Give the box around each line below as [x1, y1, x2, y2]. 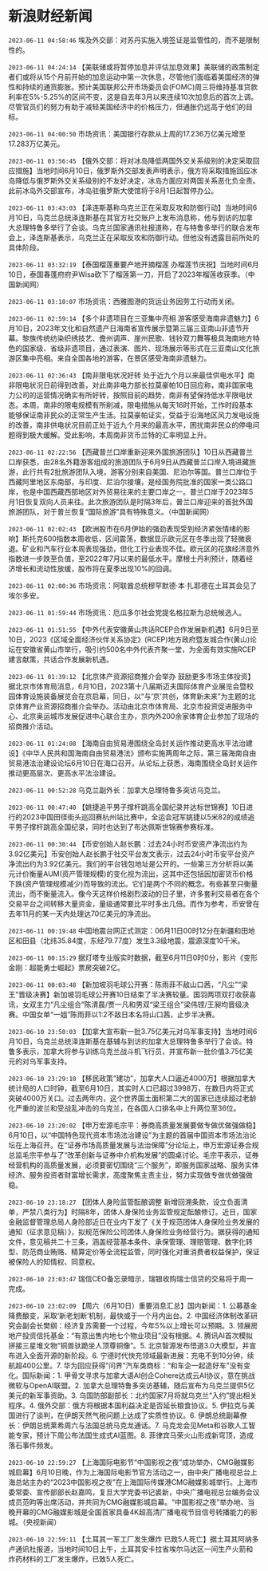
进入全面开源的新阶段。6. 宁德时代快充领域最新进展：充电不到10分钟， [14, 1350, 247, 1360]
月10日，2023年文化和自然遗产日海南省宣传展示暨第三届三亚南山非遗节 [8, 323, 243, 333]
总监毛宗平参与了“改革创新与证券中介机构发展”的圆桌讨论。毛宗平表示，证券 [8, 1150, 259, 1159]
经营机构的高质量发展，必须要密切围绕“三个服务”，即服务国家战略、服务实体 [8, 1160, 259, 1170]
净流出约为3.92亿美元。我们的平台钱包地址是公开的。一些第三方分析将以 [8, 859, 247, 868]
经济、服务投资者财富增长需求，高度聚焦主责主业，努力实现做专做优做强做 [8, 1170, 253, 1179]
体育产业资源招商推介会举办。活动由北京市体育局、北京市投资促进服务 [14, 701, 246, 711]
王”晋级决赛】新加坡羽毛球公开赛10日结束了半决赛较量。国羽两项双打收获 [8, 989, 250, 999]
